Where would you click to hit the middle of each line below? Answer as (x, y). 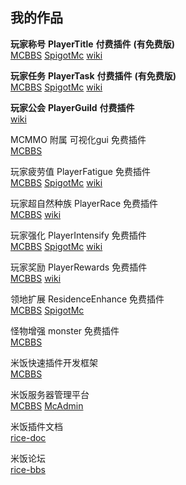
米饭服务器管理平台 (50, 394)
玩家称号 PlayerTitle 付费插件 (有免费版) (92, 44)
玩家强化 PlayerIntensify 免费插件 (78, 235)
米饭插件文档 (36, 426)
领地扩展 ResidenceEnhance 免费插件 (87, 299)
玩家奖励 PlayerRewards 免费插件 (79, 267)
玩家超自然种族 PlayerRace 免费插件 (84, 203)
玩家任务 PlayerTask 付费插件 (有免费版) (93, 75)
